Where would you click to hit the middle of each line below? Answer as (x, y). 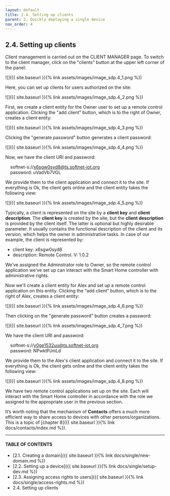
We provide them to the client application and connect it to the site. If (77, 182)
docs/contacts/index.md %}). (36, 428)
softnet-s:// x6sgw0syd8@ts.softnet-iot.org (55, 167)
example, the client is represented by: (45, 240)
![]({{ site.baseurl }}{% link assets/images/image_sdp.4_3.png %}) (74, 128)
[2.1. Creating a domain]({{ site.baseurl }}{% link (62, 455)
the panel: (16, 68)
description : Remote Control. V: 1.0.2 (51, 255)
